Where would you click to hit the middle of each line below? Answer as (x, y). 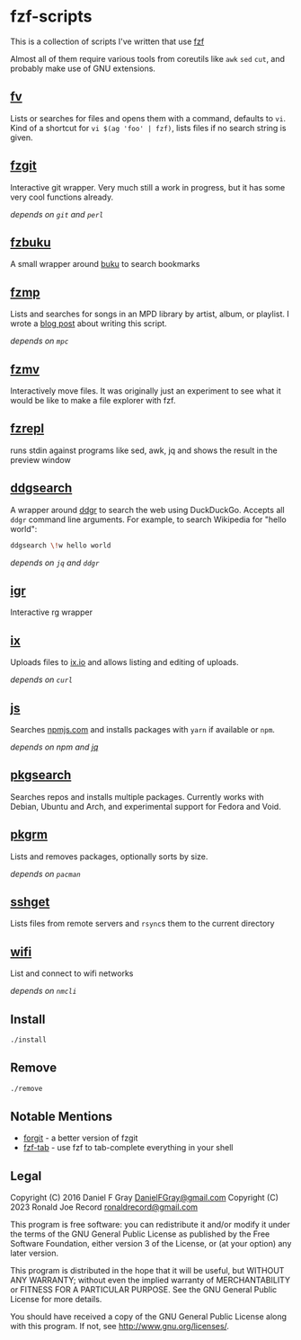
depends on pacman (46, 874)
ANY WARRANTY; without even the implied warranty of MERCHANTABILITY (150, 1280)
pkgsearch (41, 775)
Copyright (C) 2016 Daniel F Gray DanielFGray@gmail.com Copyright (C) (145, 1198)
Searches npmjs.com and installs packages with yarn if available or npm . (142, 729)
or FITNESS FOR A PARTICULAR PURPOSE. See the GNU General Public (144, 1290)
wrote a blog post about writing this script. (89, 324)
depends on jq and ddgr (55, 563)
